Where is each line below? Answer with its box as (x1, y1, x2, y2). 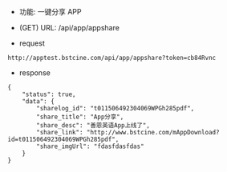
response (18, 68, 51, 78)
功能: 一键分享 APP (18, 7, 82, 16)
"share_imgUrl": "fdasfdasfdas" (36, 142, 145, 150)
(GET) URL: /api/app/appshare (18, 23, 120, 32)
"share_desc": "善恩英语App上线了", (36, 122, 150, 130)
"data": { (22, 98, 55, 106)
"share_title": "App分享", (36, 113, 124, 121)
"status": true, (22, 90, 77, 98)
